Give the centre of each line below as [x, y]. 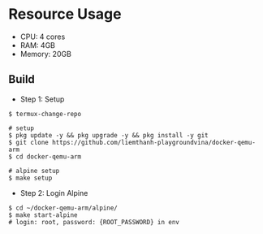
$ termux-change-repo [45, 114]
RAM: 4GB [37, 45]
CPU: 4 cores [43, 37]
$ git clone [28, 142]
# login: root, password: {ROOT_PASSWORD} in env [94, 222]
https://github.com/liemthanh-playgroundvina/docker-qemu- [153, 142]
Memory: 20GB [45, 54]
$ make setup [30, 178]
